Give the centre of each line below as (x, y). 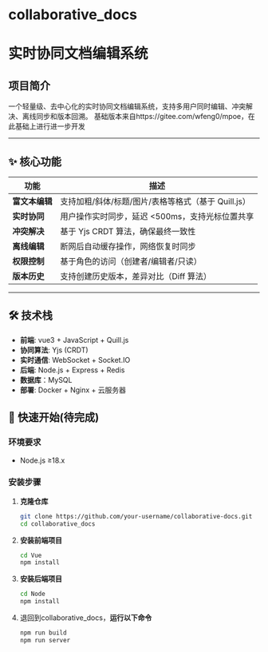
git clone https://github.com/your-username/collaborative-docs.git (136, 516)
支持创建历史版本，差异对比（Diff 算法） (136, 276)
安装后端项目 (41, 579)
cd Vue (31, 555)
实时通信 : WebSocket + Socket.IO (75, 360)
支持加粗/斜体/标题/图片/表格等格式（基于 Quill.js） (156, 201)
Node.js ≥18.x (42, 460)
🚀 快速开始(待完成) (54, 417)
